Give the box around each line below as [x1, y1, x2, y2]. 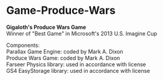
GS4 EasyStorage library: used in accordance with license [6, 67, 150, 74]
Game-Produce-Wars [6, 4, 116, 17]
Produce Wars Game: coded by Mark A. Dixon [6, 54, 120, 61]
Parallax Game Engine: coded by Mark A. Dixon [6, 48, 123, 55]
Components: [6, 42, 40, 49]
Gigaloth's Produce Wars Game [6, 23, 86, 31]
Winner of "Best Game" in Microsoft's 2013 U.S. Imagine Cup [6, 29, 158, 37]
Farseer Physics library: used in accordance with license [6, 61, 146, 68]
